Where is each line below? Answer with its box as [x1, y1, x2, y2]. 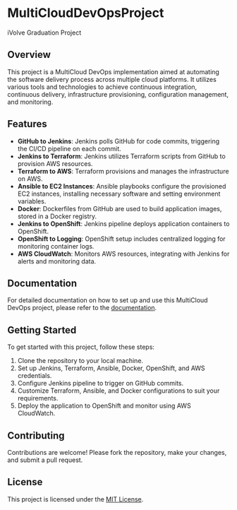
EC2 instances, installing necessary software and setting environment [17, 189, 221, 198]
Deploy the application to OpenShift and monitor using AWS [17, 401, 192, 410]
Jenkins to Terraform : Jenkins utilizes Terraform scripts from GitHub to [17, 152, 226, 160]
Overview [7, 49, 51, 61]
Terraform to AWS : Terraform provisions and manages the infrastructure [17, 167, 229, 175]
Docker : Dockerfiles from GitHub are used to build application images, [17, 204, 222, 213]
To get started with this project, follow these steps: [7, 343, 155, 351]
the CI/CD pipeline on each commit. [17, 144, 121, 153]
